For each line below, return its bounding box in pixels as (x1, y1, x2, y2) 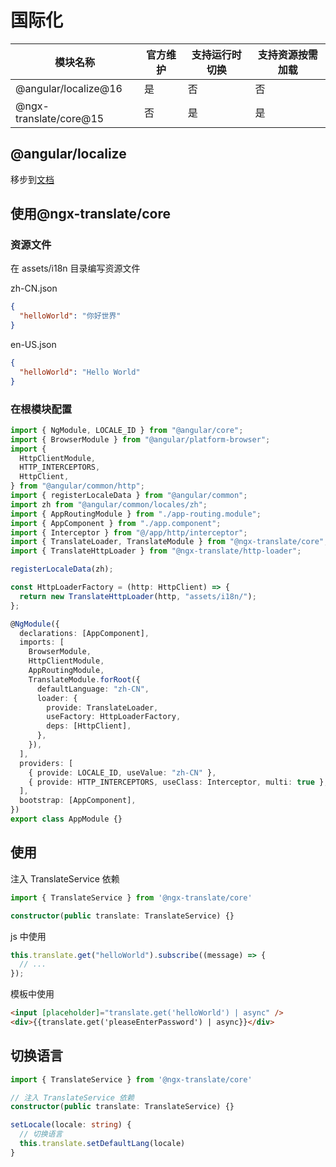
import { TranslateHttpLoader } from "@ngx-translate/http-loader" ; (10, 546, 302, 556)
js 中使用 (10, 930, 47, 942)
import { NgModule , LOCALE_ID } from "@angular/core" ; (10, 425, 244, 435)
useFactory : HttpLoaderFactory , (46, 712, 182, 722)
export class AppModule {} (10, 814, 123, 825)
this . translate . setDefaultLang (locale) (19, 1139, 186, 1149)
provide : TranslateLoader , (46, 702, 159, 713)
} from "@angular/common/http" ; (10, 481, 145, 491)
